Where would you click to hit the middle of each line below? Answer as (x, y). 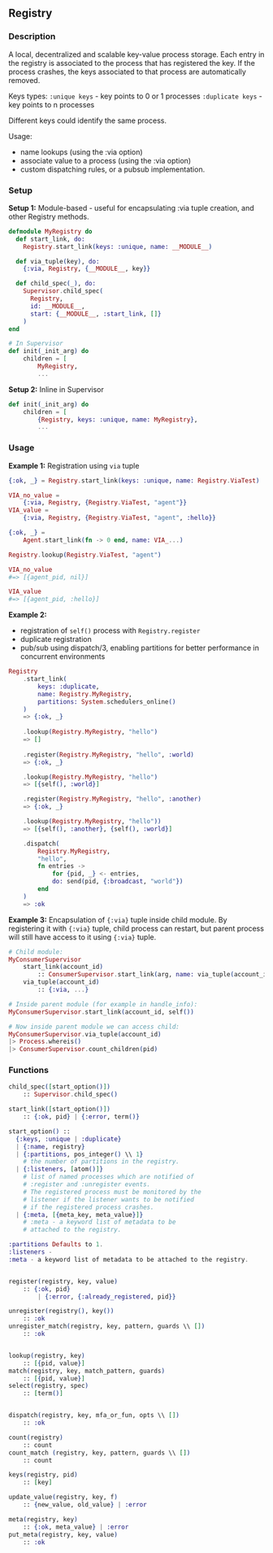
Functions (28, 1071)
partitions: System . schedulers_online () (107, 702)
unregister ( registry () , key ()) (61, 1311)
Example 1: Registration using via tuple (74, 465)
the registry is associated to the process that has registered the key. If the (132, 63)
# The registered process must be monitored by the (112, 1192)
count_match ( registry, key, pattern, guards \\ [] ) (100, 1453)
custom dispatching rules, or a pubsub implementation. (113, 169)
